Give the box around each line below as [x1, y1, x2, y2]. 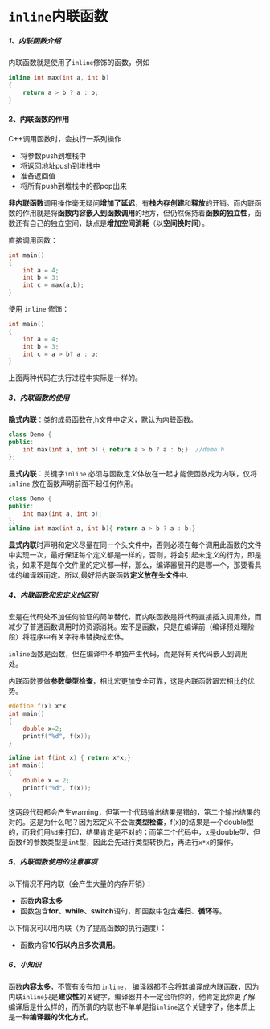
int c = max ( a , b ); [22, 281, 84, 289]
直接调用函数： [8, 235, 58, 245]
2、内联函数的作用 [8, 114, 70, 125]
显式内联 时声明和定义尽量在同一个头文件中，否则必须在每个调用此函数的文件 [8, 540, 262, 550]
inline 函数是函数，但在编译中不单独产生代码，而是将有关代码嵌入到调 [8, 649, 241, 659]
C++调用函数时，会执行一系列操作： [8, 133, 129, 143]
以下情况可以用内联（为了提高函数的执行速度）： [8, 923, 167, 933]
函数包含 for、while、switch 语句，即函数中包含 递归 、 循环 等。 [19, 905, 227, 916]
